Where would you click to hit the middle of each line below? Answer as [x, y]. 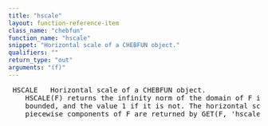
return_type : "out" [41, 61]
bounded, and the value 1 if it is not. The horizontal [137, 106]
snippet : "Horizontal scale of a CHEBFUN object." [94, 45]
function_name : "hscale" [49, 38]
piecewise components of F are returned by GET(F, [126, 114]
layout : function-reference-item [64, 23]
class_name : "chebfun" [46, 30]
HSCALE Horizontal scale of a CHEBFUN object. [109, 90]
